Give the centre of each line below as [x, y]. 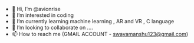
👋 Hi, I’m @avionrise [36, 9]
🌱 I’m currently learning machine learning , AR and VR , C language [93, 21]
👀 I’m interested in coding [43, 15]
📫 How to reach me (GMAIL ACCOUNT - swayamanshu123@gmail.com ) [100, 34]
